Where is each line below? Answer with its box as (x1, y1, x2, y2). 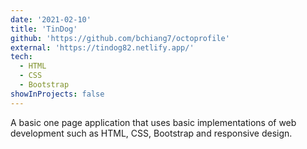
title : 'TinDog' (10, 24, 78, 34)
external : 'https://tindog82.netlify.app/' (10, 42, 195, 53)
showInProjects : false (10, 89, 105, 99)
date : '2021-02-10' (10, 14, 92, 25)
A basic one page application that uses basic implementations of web (10, 116, 297, 128)
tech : (10, 52, 33, 62)
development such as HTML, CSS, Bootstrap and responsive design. (10, 127, 293, 139)
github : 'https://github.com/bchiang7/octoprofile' (10, 33, 230, 43)
